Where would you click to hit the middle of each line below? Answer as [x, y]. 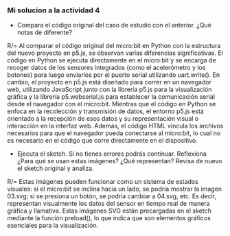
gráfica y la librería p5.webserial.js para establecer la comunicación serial [111, 97]
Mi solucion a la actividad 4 [54, 10]
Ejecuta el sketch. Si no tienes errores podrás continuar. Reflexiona [112, 154]
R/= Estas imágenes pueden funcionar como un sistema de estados [103, 182]
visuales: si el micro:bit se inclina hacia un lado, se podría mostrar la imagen [114, 189]
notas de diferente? [45, 32]
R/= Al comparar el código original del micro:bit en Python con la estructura [114, 46]
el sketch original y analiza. [55, 168]
